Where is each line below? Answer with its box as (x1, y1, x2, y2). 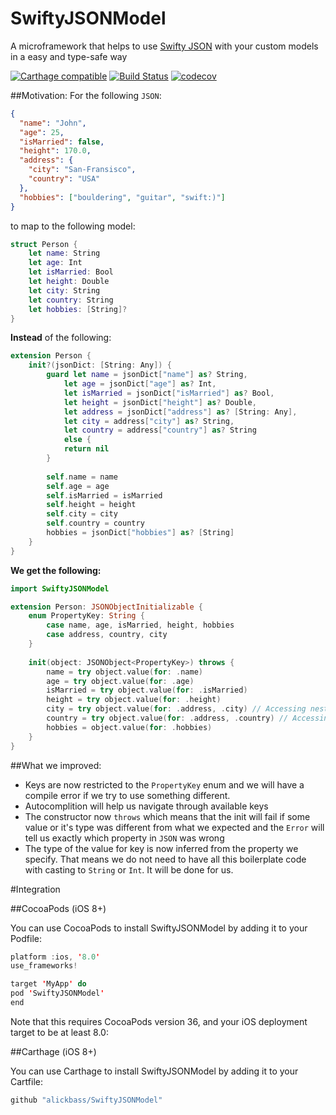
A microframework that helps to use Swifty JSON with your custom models (10, 40, 319, 52)
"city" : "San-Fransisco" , (28, 165, 137, 175)
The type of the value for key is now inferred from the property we (24, 842, 299, 854)
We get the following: (10, 564, 102, 576)
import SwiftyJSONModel (10, 583, 110, 594)
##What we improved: (10, 759, 102, 771)
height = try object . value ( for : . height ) (46, 695, 222, 705)
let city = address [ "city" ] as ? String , (63, 416, 235, 426)
